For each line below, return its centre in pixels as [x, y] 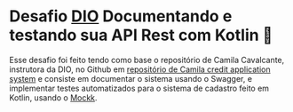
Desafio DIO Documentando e [121, 16]
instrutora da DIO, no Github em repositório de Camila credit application [140, 69]
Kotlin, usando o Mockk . [53, 97]
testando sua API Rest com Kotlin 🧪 [141, 35]
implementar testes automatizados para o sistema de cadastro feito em [139, 88]
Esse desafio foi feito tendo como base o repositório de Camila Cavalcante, [147, 60]
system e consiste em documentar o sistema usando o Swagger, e [131, 78]
